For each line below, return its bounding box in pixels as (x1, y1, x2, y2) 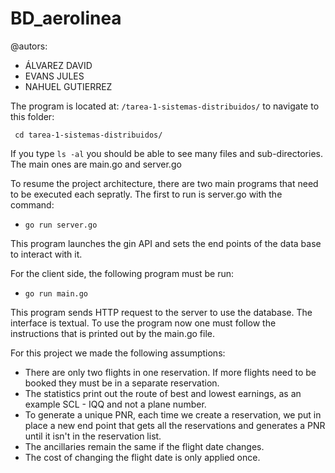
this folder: (10, 110, 55, 122)
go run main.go (24, 288, 89, 299)
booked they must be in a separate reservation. (24, 377, 220, 389)
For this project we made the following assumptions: (10, 347, 226, 359)
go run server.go (24, 220, 98, 230)
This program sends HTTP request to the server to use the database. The (10, 306, 313, 318)
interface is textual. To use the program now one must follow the (10, 317, 277, 329)
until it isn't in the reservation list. (24, 430, 162, 442)
